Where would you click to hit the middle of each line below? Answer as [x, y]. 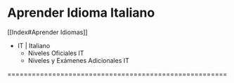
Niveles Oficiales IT [56, 53]
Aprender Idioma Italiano [81, 13]
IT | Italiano [34, 45]
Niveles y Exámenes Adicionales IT [79, 60]
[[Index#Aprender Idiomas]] [47, 32]
